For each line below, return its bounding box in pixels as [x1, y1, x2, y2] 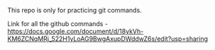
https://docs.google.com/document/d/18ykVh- [7, 27, 144, 35]
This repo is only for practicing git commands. [7, 6, 142, 14]
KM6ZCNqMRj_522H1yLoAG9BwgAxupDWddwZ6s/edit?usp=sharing [7, 35, 208, 43]
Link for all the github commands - [7, 20, 109, 27]
